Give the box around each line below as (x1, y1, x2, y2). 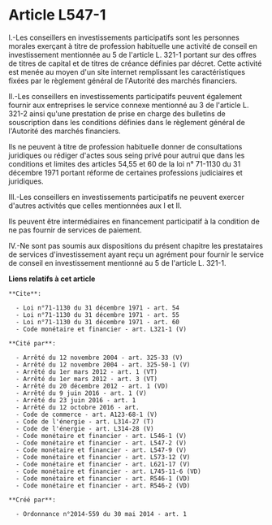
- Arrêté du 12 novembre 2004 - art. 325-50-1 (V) (15, 360, 191, 369)
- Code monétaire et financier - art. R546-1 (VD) (15, 474, 191, 483)
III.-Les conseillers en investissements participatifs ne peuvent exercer (8, 192, 245, 202)
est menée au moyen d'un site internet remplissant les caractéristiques (8, 67, 246, 76)
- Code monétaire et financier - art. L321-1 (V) (15, 325, 187, 333)
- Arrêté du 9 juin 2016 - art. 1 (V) (15, 388, 148, 397)
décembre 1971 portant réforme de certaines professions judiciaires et (8, 167, 244, 177)
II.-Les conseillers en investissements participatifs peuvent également (8, 91, 243, 101)
